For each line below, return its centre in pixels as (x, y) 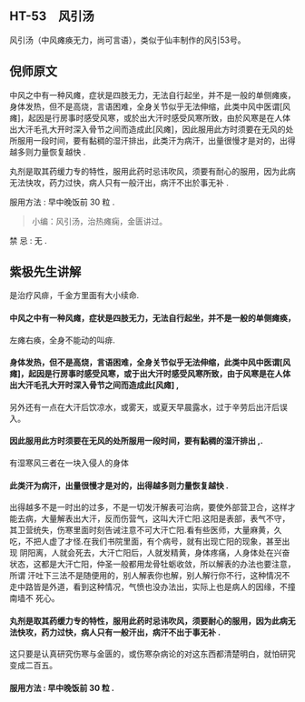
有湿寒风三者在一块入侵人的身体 (69, 463)
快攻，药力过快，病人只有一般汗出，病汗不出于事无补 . (118, 632)
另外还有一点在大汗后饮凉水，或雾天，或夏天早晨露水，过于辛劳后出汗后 (144, 406)
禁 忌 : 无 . (28, 240)
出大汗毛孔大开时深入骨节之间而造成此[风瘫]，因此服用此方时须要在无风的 (148, 129)
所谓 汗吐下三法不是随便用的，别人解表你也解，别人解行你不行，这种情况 (146, 576)
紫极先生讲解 (45, 272)
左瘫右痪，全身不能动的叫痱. (63, 340)
